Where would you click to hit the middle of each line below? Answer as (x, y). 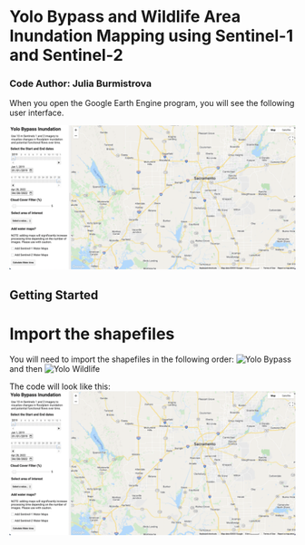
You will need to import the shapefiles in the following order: (122, 359)
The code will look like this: (60, 386)
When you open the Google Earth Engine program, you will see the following (152, 103)
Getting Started (54, 295)
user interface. (37, 113)
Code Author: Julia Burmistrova (81, 83)
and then (26, 368)
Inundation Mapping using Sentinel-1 (151, 36)
